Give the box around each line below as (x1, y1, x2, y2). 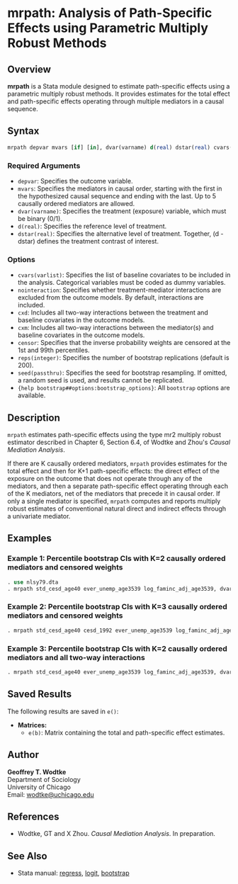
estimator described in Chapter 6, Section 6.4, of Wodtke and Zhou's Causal (7, 438, 231, 447)
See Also (7, 850, 47, 862)
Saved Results (7, 688, 72, 701)
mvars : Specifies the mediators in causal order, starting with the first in (17, 184, 222, 193)
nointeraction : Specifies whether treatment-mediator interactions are (17, 285, 222, 295)
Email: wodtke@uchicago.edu (7, 790, 94, 798)
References (7, 810, 59, 822)
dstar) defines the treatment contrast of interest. (17, 237, 159, 245)
